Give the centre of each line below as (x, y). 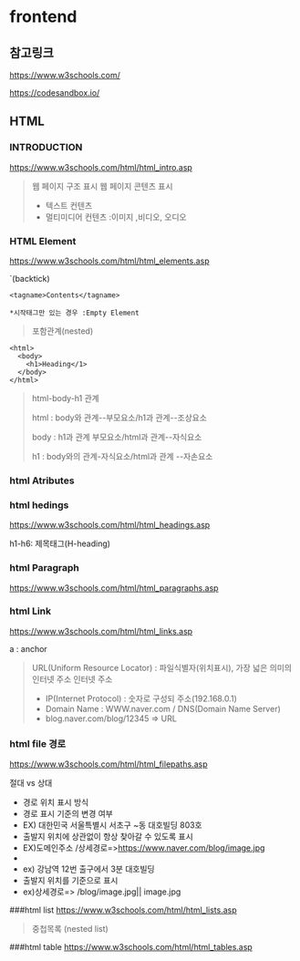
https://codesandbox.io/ (55, 93)
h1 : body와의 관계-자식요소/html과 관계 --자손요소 (122, 456)
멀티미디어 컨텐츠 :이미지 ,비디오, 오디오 (116, 217)
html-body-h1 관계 (66, 398)
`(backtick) (30, 278)
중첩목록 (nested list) (70, 929)
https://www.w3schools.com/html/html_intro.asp (101, 167)
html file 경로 (38, 743)
